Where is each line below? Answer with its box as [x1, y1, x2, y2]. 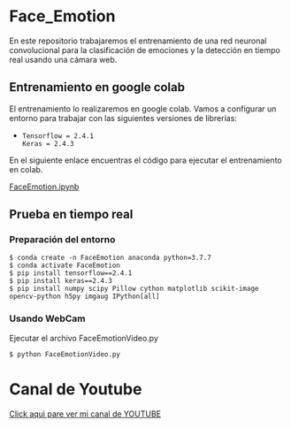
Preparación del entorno [9, 233, 116, 246]
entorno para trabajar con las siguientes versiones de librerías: [9, 112, 237, 123]
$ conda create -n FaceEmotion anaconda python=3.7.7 [9, 254, 212, 263]
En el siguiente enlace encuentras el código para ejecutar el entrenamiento [9, 155, 282, 165]
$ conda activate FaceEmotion [9, 261, 121, 271]
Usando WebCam [9, 312, 86, 325]
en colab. [9, 164, 43, 174]
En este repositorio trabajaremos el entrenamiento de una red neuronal [9, 35, 267, 46]
